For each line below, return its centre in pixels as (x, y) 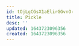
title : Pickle (24, 17)
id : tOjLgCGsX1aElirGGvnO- (40, 12)
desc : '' (17, 23)
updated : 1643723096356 (36, 28)
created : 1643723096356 (36, 34)
